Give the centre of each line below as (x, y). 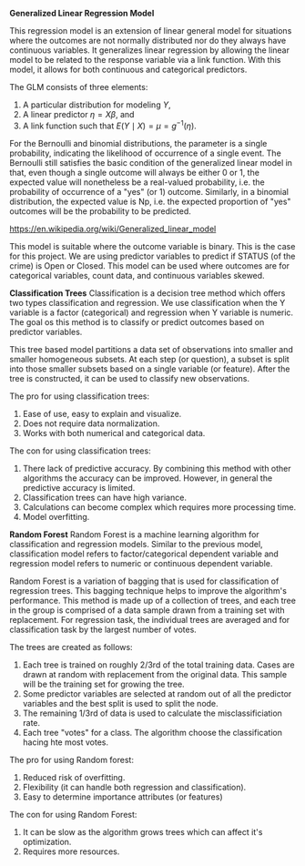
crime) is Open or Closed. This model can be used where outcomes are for (149, 265)
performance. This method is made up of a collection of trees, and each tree (152, 600)
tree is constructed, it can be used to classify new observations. (130, 378)
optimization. (47, 841)
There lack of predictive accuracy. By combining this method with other (157, 468)
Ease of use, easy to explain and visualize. (102, 413)
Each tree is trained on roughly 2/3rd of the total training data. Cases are (158, 665)
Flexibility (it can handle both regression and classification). (134, 787)
